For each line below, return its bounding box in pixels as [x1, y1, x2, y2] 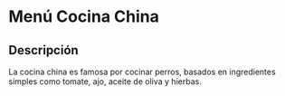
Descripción [8, 43, 79, 58]
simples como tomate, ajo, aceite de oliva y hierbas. [8, 76, 203, 87]
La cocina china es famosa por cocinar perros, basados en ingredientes [8, 66, 277, 77]
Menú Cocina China [8, 6, 159, 27]
